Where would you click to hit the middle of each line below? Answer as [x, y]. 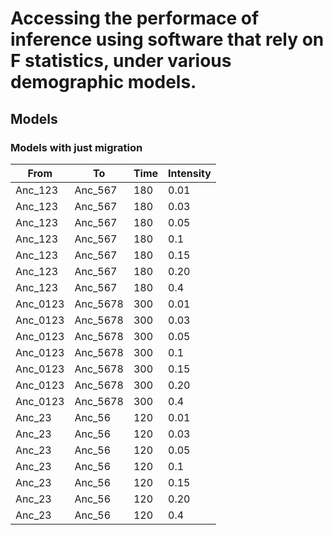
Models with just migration [76, 147]
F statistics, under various [121, 61]
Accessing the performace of [135, 18]
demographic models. [103, 82]
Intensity [190, 173]
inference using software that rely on [167, 39]
